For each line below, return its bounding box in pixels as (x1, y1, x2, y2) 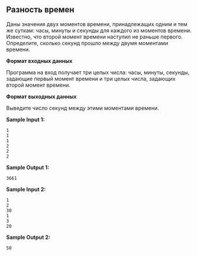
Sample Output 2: (6, 233, 50, 241)
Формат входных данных (6, 57, 73, 64)
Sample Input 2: (6, 185, 46, 192)
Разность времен (6, 5, 75, 15)
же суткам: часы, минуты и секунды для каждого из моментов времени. (6, 27, 192, 34)
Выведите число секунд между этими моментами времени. (6, 104, 159, 112)
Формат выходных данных (6, 93, 77, 100)
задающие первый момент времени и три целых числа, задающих (6, 75, 176, 82)
